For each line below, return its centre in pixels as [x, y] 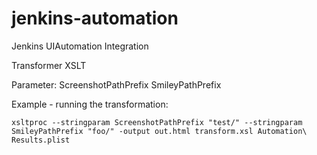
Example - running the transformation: [90, 104]
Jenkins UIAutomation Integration [80, 46]
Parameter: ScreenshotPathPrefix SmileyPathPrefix [116, 84]
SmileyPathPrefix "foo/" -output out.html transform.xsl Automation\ [159, 131]
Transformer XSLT [49, 65]
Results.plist [41, 140]
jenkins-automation [95, 18]
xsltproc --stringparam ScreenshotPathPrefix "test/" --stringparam [157, 122]
